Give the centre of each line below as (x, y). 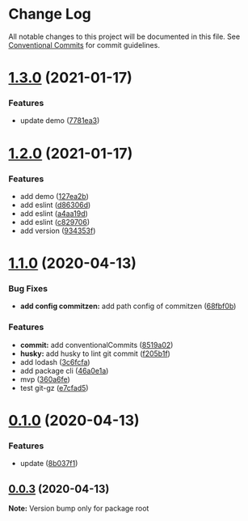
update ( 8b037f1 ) (49, 464)
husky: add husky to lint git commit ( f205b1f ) (95, 354)
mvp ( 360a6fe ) (45, 379)
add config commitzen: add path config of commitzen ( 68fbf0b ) (128, 306)
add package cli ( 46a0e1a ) (64, 371)
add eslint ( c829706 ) (55, 222)
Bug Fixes (28, 289)
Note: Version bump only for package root (79, 508)
